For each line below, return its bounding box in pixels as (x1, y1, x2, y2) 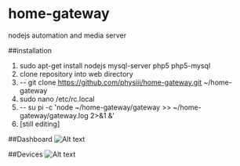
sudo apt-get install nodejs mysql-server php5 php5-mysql (19, 60, 211, 70)
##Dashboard (8, 134, 53, 143)
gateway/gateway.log (19, 110, 89, 120)
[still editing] (19, 119, 60, 128)
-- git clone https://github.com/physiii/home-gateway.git (19, 78, 202, 87)
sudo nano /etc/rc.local (19, 94, 96, 103)
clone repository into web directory (19, 69, 133, 78)
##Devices (8, 150, 43, 159)
